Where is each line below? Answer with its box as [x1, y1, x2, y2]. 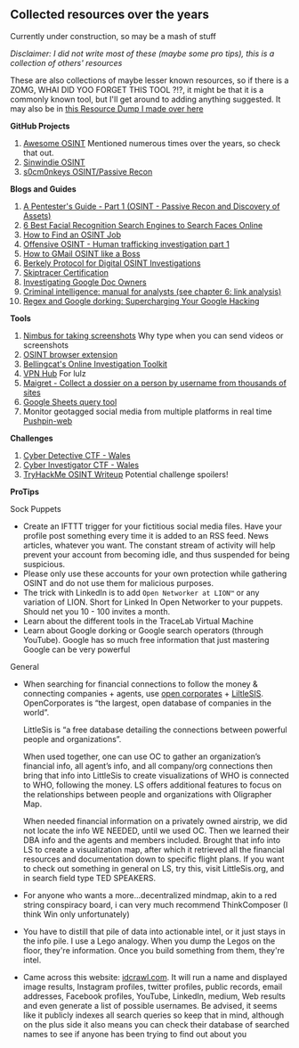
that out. [22, 147, 54, 158]
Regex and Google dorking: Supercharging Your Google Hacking [22, 295, 260, 306]
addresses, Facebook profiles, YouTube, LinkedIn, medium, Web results [22, 990, 286, 1002]
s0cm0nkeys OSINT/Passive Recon [22, 166, 153, 177]
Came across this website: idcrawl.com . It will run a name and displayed [22, 971, 287, 982]
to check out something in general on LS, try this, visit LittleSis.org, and [22, 862, 285, 873]
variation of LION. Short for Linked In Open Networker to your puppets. [22, 597, 283, 607]
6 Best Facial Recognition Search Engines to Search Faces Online [22, 219, 263, 230]
